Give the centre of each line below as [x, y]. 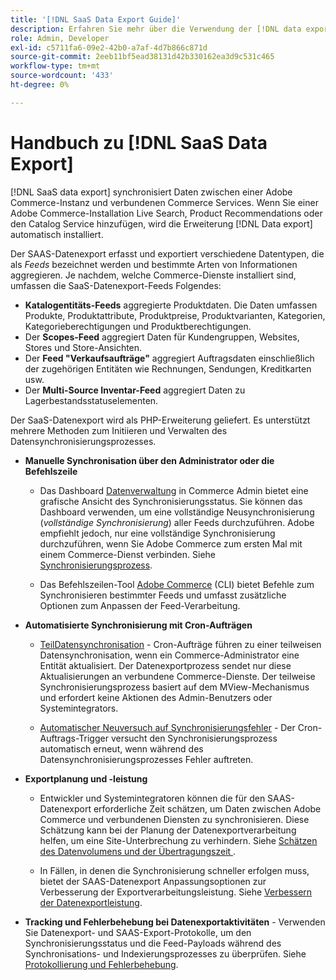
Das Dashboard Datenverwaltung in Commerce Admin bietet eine [174, 490]
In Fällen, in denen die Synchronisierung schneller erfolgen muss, [174, 870]
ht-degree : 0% [40, 85]
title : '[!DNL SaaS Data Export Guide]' [96, 19]
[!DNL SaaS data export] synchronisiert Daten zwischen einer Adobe [151, 192]
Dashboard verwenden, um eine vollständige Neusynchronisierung [177, 512]
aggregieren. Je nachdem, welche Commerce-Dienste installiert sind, [153, 275]
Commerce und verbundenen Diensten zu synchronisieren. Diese [174, 819]
